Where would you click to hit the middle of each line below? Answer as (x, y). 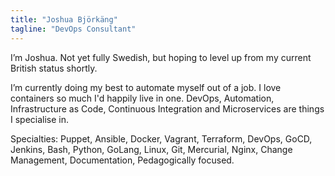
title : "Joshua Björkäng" (64, 19)
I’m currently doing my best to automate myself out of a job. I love (146, 87)
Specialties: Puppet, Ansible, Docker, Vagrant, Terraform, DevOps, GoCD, (161, 138)
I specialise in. (40, 119)
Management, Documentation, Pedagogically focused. (122, 160)
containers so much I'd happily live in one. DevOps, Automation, (142, 98)
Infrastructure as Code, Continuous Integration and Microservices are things (167, 108)
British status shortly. (54, 68)
